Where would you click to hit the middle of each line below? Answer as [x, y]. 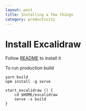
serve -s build [30, 99]
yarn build [17, 77]
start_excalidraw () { [29, 91]
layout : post [19, 10]
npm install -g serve [28, 82]
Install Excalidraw [43, 44]
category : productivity [30, 19]
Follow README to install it [33, 58]
